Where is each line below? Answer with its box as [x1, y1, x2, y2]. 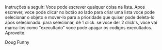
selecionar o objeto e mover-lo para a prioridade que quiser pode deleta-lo [5, 15, 155, 20]
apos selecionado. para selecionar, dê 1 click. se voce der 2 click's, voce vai [5, 19, 158, 25]
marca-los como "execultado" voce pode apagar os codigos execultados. [5, 25, 153, 31]
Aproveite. [5, 30, 26, 35]
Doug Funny [5, 39, 30, 45]
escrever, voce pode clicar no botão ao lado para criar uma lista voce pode [5, 9, 155, 15]
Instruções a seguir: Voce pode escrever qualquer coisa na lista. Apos [5, 4, 145, 10]
